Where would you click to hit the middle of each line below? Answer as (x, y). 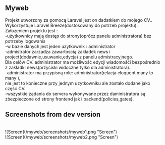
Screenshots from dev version (53, 115)
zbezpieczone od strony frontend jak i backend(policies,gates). (70, 99)
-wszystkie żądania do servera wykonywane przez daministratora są (75, 94)
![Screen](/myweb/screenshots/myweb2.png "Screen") (62, 137)
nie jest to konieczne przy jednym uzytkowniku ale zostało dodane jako (78, 83)
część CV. (15, 88)
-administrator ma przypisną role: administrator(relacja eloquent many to (79, 72)
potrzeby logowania (25, 41)
